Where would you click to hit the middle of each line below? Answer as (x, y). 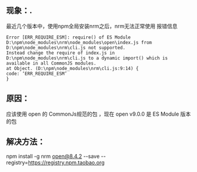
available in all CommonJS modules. (51, 63)
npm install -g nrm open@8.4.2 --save (53, 157)
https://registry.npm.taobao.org (66, 163)
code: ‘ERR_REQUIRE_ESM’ (37, 74)
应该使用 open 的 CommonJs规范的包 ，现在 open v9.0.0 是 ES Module (93, 114)
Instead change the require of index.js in (61, 53)
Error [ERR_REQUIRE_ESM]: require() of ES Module (69, 37)
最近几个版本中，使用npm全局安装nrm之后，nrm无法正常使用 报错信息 (92, 26)
